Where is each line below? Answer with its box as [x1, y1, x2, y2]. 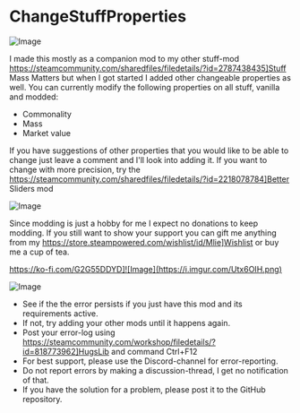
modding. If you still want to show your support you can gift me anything [9, 227, 278, 238]
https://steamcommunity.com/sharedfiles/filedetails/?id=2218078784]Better [9, 173, 290, 185]
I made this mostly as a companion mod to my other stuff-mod [9, 53, 240, 64]
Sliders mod [9, 183, 54, 194]
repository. [21, 393, 63, 404]
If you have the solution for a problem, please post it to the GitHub [21, 383, 266, 395]
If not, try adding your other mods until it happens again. [21, 317, 231, 328]
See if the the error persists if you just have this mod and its [21, 298, 244, 309]
